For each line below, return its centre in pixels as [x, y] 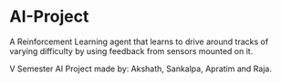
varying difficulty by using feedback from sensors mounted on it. [131, 51]
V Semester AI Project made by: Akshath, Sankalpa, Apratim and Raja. [140, 69]
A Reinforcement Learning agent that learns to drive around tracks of [139, 41]
